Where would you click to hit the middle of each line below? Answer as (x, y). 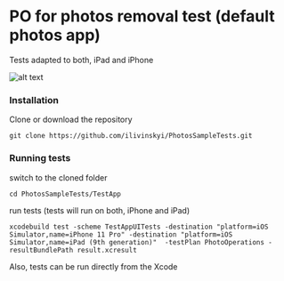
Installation (34, 100)
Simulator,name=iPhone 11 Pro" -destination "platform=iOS (121, 234)
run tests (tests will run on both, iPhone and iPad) (100, 210)
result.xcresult (107, 250)
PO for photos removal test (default (142, 16)
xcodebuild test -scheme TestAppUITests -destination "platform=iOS (139, 227)
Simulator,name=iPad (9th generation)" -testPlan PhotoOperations (137, 242)
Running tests (40, 158)
